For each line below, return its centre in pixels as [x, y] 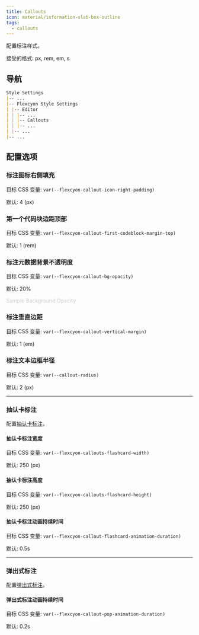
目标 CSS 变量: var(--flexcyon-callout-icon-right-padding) [81, 189]
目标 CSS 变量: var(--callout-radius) [53, 375]
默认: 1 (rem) [21, 245]
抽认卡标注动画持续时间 [35, 522]
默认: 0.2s [18, 627]
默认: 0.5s [18, 548]
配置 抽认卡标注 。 [27, 424]
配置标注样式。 [24, 46]
